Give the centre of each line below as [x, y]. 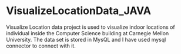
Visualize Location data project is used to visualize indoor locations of [90, 27]
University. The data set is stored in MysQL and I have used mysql [86, 39]
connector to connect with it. [41, 46]
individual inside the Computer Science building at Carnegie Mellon [88, 33]
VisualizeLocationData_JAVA [79, 11]
